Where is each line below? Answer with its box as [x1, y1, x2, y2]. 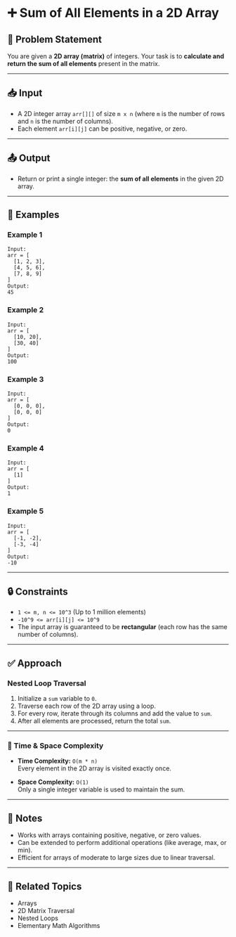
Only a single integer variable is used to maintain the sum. [17, 785, 185, 794]
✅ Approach [7, 657, 62, 669]
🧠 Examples [7, 209, 60, 221]
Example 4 [7, 443, 44, 453]
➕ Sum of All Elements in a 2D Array [7, 5, 219, 21]
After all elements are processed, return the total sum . [17, 717, 171, 725]
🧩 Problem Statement [7, 33, 103, 45]
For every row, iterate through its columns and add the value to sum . [17, 709, 213, 718]
